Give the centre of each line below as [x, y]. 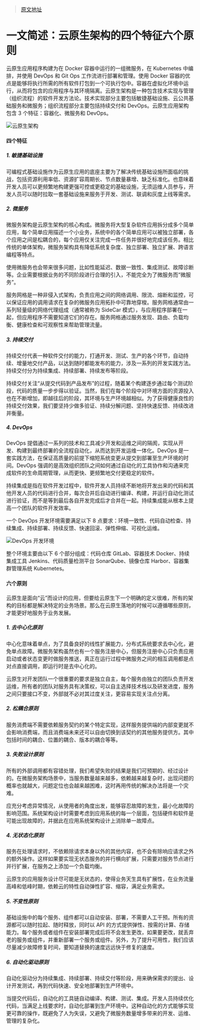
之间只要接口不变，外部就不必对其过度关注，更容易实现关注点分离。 [90, 694]
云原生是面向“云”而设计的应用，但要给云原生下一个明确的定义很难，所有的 [97, 598]
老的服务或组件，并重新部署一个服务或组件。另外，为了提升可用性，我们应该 [100, 940]
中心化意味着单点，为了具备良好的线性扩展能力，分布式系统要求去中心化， [97, 644]
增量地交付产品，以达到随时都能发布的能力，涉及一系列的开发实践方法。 [105, 363]
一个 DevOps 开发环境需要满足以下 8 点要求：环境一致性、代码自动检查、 [96, 521]
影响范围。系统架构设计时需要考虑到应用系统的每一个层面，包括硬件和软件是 [100, 813]
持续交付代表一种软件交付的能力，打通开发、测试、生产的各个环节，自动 [95, 356]
